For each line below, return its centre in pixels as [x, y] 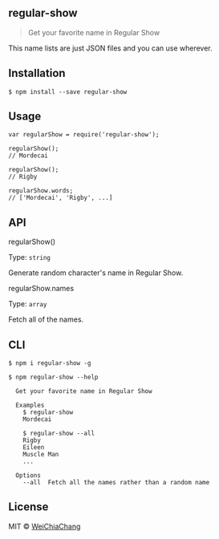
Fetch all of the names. [46, 319]
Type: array [28, 304]
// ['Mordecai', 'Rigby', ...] [61, 198]
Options [28, 476]
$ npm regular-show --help [53, 377]
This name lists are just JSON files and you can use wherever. [110, 48]
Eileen [34, 448]
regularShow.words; [41, 191]
